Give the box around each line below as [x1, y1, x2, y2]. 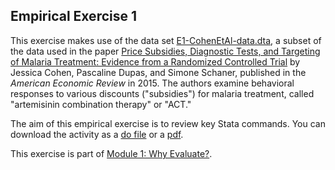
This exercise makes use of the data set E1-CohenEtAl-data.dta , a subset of [10, 34, 322, 46]
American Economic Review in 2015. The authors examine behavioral [10, 77, 295, 89]
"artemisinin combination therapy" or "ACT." [10, 98, 192, 110]
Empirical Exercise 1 [10, 8, 138, 25]
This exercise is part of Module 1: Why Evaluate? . [10, 147, 213, 159]
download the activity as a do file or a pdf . [10, 128, 184, 140]
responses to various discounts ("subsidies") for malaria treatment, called [10, 87, 315, 99]
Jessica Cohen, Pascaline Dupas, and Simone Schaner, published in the [10, 66, 307, 78]
